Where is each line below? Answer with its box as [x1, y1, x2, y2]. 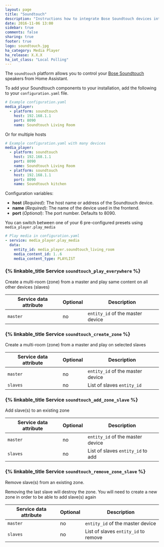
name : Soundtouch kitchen [14, 182, 67, 187]
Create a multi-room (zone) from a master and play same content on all [5, 279, 148, 285]
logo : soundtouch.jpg [5, 43, 49, 48]
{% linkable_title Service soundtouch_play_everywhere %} [5, 268, 141, 274]
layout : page [5, 7, 32, 12]
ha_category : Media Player [5, 48, 60, 53]
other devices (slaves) [5, 284, 50, 290]
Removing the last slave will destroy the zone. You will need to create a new [5, 489, 157, 495]
